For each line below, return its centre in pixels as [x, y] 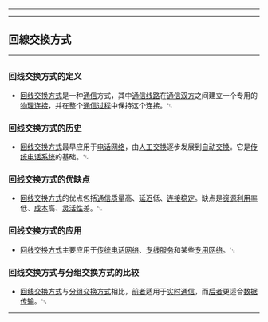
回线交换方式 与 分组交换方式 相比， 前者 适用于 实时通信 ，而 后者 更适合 [132, 291]
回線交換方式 [40, 39]
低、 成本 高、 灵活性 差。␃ [61, 208]
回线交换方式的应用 [45, 231]
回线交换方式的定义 [45, 77]
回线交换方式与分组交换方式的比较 [74, 273]
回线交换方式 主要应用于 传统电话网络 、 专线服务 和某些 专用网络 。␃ [127, 249]
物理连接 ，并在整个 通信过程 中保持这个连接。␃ [96, 105]
